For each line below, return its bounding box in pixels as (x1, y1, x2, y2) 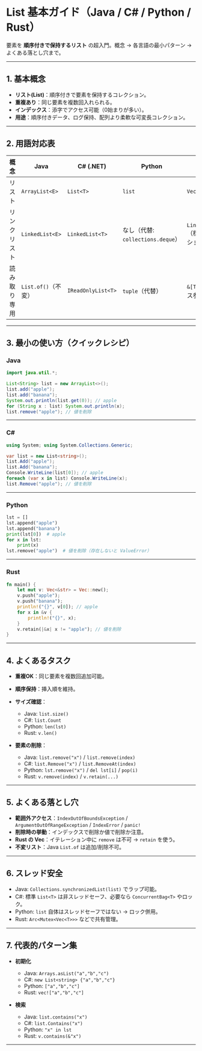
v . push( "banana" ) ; (17, 599, 63, 605)
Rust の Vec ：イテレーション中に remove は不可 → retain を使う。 (14, 836, 179, 843)
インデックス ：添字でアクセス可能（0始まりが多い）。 (14, 106, 147, 113)
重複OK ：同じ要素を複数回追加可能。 (14, 672, 108, 680)
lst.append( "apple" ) (6, 520, 58, 526)
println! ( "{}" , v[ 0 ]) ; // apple (17, 604, 98, 610)
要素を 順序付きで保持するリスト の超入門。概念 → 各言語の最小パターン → (6, 41, 192, 49)
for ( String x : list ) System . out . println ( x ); (6, 403, 125, 409)
